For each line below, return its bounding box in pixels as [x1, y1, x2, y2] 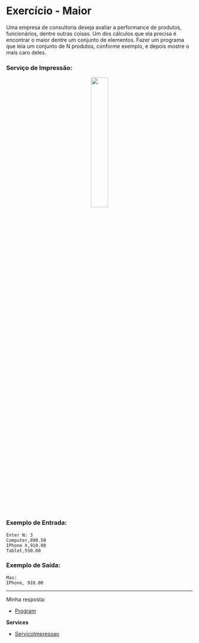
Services [6, 619, 29, 626]
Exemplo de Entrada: [6, 519, 67, 527]
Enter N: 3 [6, 532, 33, 538]
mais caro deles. [6, 49, 46, 56]
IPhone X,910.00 [6, 542, 46, 548]
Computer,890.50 [6, 537, 46, 543]
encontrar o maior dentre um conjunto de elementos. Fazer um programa [6, 36, 185, 43]
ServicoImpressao [14, 630, 59, 637]
